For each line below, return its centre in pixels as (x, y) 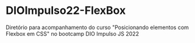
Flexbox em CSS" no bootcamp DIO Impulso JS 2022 (73, 33)
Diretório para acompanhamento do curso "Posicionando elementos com (97, 27)
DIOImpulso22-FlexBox (66, 11)
